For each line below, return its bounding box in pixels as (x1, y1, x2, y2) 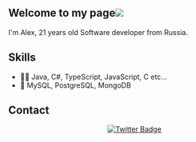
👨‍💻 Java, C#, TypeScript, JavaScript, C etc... (19, 72, 168, 81)
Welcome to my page (8, 6, 116, 20)
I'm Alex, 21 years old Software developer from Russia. (8, 27, 188, 37)
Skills (8, 51, 36, 65)
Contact (8, 104, 50, 117)
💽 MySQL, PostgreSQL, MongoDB (19, 80, 132, 90)
